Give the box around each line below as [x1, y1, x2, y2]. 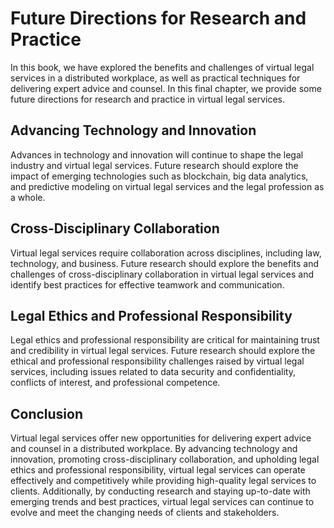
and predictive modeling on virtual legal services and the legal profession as [10, 180, 325, 192]
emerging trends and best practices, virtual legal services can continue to [10, 496, 315, 508]
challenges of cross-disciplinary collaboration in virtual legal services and [10, 268, 315, 280]
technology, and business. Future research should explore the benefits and [10, 257, 320, 269]
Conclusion [10, 405, 84, 422]
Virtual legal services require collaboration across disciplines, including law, [10, 247, 322, 259]
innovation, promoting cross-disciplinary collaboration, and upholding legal [10, 453, 320, 466]
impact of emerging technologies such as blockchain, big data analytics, [10, 170, 309, 182]
